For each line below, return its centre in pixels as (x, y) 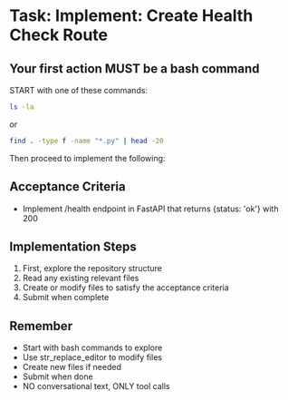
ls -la (22, 107)
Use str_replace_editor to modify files (92, 357)
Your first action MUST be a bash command (134, 68)
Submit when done (58, 376)
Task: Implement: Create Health (131, 16)
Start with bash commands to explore (92, 348)
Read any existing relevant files (81, 278)
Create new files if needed (72, 367)
